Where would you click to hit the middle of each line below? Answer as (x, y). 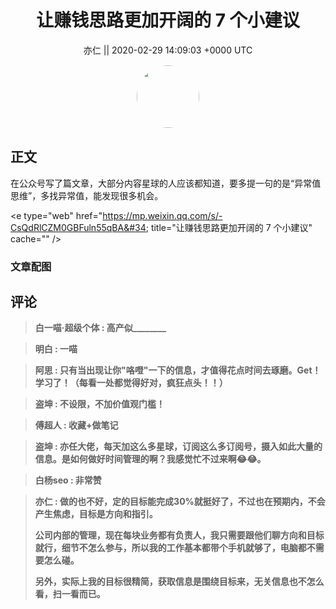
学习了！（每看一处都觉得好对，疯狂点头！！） (131, 383)
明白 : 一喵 (56, 349)
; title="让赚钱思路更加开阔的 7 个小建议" (229, 227)
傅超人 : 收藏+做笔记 (76, 425)
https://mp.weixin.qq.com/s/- (162, 215)
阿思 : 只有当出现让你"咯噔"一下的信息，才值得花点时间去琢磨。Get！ (178, 370)
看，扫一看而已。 (70, 594)
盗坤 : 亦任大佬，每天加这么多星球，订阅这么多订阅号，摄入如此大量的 (178, 447)
